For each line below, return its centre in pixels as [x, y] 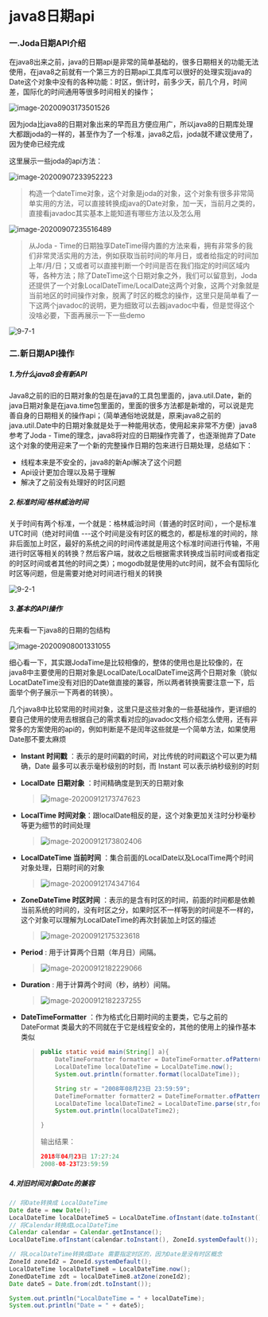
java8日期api [52, 16]
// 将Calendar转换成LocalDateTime [64, 1225]
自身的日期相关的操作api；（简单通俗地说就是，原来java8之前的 [118, 416]
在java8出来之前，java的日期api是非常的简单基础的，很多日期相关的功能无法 [134, 62]
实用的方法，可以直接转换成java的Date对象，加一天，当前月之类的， [148, 203]
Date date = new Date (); [50, 1210]
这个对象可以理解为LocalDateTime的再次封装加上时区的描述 [118, 920]
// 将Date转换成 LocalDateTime [58, 1203]
